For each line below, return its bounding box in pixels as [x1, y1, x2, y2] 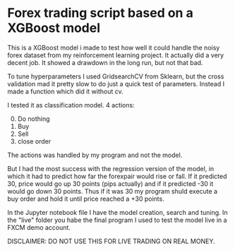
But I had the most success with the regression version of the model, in [7, 164, 215, 173]
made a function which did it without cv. [7, 87, 123, 95]
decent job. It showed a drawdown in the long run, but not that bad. [7, 58, 203, 66]
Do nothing [17, 115, 51, 123]
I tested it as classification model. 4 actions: [7, 100, 135, 109]
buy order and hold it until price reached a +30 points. [7, 194, 164, 203]
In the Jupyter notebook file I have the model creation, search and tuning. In [7, 208, 228, 216]
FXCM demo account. [7, 223, 71, 231]
